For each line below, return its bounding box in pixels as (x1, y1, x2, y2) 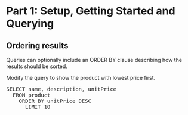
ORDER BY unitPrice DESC (19, 98, 91, 104)
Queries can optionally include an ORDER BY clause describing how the (6, 57, 183, 63)
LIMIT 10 (24, 104, 51, 110)
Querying (6, 17, 54, 30)
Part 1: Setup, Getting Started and (6, 4, 175, 18)
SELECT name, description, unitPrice (6, 86, 117, 92)
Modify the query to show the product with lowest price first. (6, 74, 156, 81)
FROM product (12, 92, 51, 98)
